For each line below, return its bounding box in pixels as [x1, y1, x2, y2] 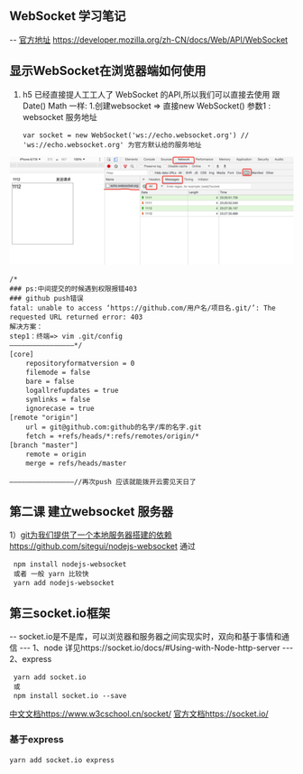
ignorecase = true [25, 404, 95, 413]
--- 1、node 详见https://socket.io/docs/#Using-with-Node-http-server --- [19, 642, 294, 653]
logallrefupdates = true [25, 386, 119, 395]
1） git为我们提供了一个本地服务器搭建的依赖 [9, 529, 173, 540]
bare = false [25, 377, 75, 386]
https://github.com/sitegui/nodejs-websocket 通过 [9, 541, 197, 552]
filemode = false [25, 368, 91, 377]
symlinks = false [25, 395, 91, 404]
